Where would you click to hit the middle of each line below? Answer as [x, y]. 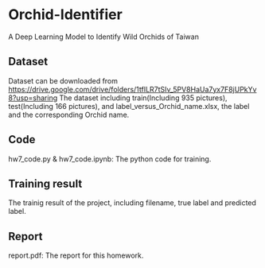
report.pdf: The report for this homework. [76, 255]
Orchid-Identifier [66, 15]
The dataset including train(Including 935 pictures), [144, 98]
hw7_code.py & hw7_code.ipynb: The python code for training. [110, 159]
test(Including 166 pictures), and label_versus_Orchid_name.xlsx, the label [129, 106]
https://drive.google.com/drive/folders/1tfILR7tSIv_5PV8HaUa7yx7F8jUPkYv [132, 89]
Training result [45, 183]
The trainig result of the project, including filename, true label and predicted [132, 203]
